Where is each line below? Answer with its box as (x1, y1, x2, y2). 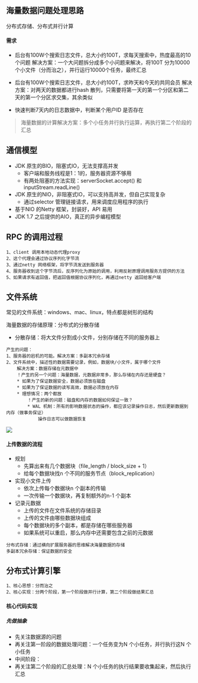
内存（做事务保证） (6, 410, 46, 416)
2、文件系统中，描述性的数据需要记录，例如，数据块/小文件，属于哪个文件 (6, 359, 161, 366)
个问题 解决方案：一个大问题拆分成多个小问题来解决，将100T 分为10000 (14, 59, 190, 66)
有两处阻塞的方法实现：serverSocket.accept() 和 (23, 177, 142, 184)
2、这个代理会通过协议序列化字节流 (6, 256, 80, 261)
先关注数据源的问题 (14, 633, 62, 640)
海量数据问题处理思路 (6, 5, 84, 16)
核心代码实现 (6, 602, 37, 609)
